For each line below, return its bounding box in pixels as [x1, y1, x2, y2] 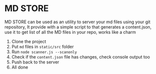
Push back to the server [11, 59, 59, 65]
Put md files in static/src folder [11, 44, 74, 49]
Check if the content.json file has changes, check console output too [11, 54, 150, 59]
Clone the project [11, 38, 46, 44]
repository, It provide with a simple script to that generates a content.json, [4, 24, 152, 30]
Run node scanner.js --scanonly [11, 49, 77, 55]
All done [11, 64, 28, 70]
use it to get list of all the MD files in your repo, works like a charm [4, 29, 136, 35]
